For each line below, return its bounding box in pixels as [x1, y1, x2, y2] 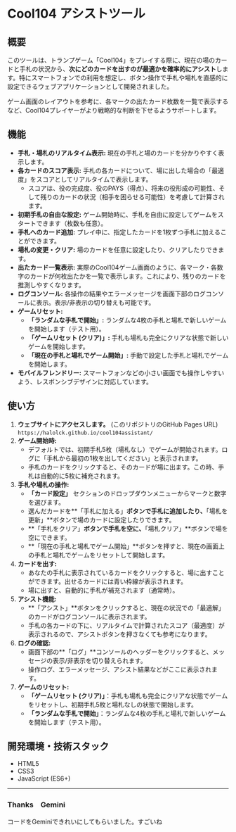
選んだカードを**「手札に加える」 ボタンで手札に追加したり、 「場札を [27, 507, 228, 515]
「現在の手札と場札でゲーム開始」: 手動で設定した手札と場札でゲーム [27, 351, 229, 359]
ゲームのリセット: [17, 683, 70, 691]
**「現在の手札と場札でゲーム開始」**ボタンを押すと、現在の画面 [27, 542, 219, 550]
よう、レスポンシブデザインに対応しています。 [17, 377, 152, 386]
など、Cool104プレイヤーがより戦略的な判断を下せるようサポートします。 [7, 106, 221, 114]
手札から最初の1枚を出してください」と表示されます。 [46, 454, 202, 462]
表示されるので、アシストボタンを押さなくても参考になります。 [27, 630, 211, 638]
